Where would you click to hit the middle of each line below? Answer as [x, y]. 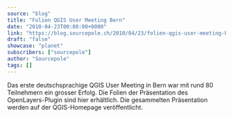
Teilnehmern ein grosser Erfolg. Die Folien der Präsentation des [98, 92]
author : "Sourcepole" [38, 59]
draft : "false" [29, 40]
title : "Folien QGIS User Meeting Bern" [67, 20]
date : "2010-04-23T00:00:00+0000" [57, 26]
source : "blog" [29, 14]
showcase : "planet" [35, 46]
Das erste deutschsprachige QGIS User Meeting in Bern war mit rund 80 [110, 85]
